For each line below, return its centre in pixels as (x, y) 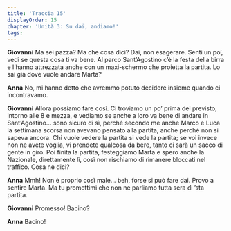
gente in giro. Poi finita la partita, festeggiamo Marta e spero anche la (106, 152)
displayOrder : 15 (32, 20)
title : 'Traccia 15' (37, 13)
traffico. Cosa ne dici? (38, 167)
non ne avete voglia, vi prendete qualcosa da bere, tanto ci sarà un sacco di (115, 145)
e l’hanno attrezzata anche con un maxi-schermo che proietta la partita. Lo (114, 67)
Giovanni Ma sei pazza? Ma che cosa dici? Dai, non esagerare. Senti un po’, (115, 52)
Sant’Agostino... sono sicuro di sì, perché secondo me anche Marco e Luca (113, 123)
